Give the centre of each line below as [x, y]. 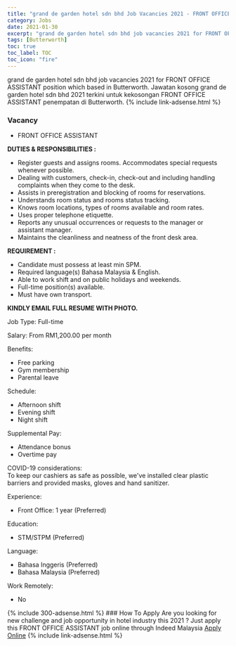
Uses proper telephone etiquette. [65, 215]
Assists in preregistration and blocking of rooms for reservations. [111, 193]
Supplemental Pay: [34, 434]
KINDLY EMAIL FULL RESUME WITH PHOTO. [73, 308]
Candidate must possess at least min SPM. [79, 265]
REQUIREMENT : [32, 251]
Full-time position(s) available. [61, 287]
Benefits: [20, 349]
